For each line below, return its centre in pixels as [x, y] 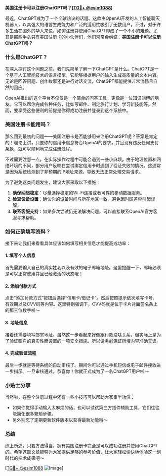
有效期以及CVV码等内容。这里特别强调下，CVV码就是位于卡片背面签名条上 [82, 304]
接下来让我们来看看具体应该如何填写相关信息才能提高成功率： [68, 243]
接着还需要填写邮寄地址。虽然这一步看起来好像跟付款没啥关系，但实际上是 [81, 335]
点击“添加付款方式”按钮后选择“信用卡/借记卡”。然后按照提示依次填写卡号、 [81, 298]
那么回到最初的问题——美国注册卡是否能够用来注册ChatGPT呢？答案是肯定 [82, 136]
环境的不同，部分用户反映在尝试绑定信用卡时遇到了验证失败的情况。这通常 [85, 165]
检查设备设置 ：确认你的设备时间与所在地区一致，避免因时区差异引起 [82, 199]
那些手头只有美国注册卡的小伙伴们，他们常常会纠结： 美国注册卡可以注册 [87, 37]
